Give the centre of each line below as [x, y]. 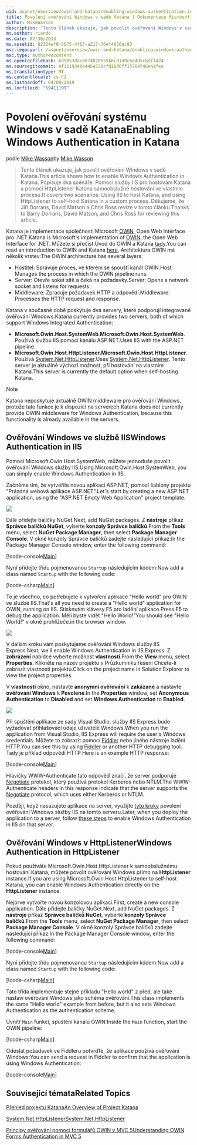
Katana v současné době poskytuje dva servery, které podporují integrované [98, 310]
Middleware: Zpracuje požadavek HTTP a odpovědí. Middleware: [92, 292]
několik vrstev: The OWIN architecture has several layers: [74, 256]
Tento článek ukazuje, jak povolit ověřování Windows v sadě [93, 170]
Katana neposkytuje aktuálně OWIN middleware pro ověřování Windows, [94, 400]
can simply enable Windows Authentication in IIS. [66, 473]
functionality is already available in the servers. [63, 419]
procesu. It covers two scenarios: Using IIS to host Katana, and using [103, 195]
